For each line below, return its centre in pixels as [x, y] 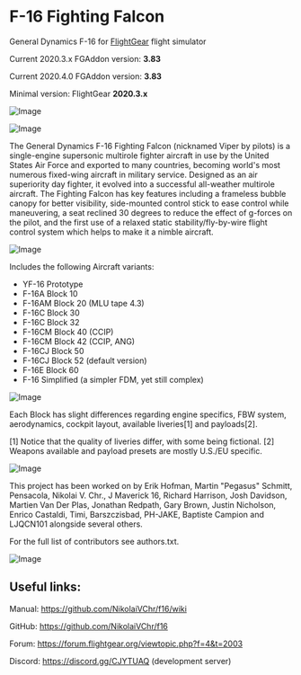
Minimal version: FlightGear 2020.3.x [79, 93]
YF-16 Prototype [53, 284]
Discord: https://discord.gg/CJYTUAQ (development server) [120, 661]
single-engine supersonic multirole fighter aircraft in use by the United [139, 155]
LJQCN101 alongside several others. [76, 524]
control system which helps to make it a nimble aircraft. [111, 232]
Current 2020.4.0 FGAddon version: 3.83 [85, 76]
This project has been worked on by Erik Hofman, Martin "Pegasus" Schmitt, [151, 485]
